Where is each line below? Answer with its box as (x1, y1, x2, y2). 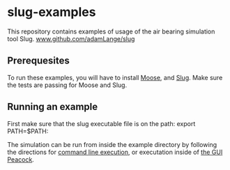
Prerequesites (7, 55, 70, 67)
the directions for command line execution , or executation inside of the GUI (7, 148, 223, 156)
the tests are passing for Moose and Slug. (7, 81, 128, 89)
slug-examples (7, 4, 96, 20)
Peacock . (7, 155, 35, 164)
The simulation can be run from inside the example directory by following (7, 140, 217, 148)
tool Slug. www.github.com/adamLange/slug (7, 34, 135, 42)
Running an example (7, 101, 98, 113)
